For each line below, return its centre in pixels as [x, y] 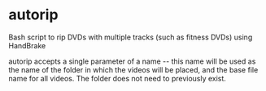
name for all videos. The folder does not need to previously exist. [117, 78]
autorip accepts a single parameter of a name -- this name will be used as [132, 61]
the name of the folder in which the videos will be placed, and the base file [133, 69]
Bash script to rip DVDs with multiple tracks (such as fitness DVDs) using [131, 37]
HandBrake [27, 45]
